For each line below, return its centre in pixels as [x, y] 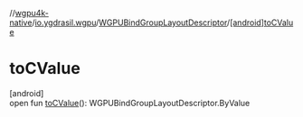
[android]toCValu [261, 22]
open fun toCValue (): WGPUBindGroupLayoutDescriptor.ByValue [130, 103]
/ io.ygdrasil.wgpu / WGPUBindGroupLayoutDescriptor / [131, 22]
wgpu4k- [32, 13]
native [21, 22]
